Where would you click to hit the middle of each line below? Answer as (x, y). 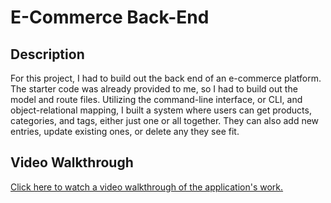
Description (47, 54)
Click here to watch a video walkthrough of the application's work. (147, 187)
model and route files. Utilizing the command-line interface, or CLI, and (156, 99)
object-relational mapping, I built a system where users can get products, (161, 110)
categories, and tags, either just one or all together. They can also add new (165, 120)
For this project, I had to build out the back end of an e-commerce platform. (166, 78)
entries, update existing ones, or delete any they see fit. (125, 131)
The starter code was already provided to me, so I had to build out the (154, 89)
